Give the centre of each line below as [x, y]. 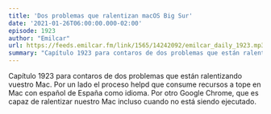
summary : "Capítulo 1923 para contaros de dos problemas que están [124, 53]
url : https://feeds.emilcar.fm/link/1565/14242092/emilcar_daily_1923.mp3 [137, 46]
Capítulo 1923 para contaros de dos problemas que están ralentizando [125, 76]
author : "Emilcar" [39, 38]
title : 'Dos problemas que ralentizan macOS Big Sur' [101, 16]
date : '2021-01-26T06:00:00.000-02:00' [75, 23]
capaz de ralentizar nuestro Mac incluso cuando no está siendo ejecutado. [132, 102]
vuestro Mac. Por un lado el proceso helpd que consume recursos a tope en [135, 84]
